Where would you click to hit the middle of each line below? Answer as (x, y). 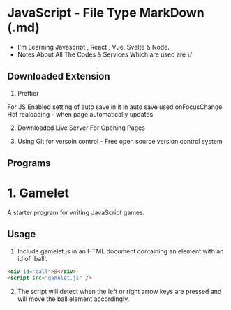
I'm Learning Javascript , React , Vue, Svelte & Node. (93, 47)
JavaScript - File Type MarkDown (106, 13)
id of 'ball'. (32, 258)
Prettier (28, 93)
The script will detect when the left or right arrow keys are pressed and (119, 291)
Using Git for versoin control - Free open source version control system (120, 141)
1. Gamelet (38, 193)
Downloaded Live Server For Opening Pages (81, 128)
